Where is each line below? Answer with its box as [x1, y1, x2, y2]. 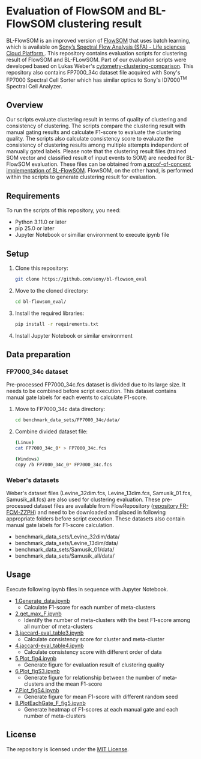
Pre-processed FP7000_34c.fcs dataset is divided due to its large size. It [6, 381, 186, 388]
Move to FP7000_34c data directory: [14, 406, 106, 413]
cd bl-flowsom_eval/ [14, 299, 67, 305]
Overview [6, 100, 44, 110]
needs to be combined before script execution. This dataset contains [6, 388, 177, 395]
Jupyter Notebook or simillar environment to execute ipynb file [14, 231, 170, 239]
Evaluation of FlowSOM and [6, 4, 147, 18]
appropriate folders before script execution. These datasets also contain [6, 515, 185, 522]
